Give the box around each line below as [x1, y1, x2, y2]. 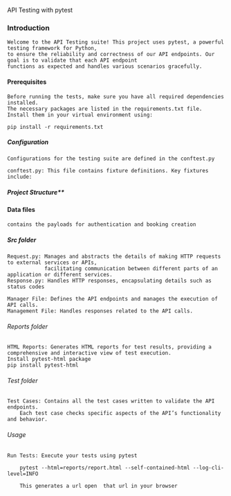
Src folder [7, 236, 37, 244]
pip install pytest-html [7, 362, 79, 369]
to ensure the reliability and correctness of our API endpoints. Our [7, 51, 215, 58]
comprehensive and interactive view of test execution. [7, 350, 172, 357]
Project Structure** [7, 188, 64, 197]
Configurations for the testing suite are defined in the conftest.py [7, 155, 215, 162]
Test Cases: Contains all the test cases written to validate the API [7, 398, 215, 405]
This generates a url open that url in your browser [19, 482, 178, 489]
